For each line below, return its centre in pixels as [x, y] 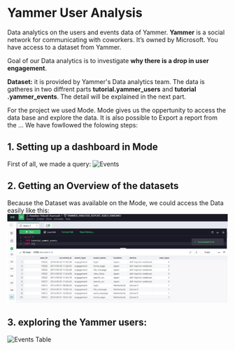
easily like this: [29, 210]
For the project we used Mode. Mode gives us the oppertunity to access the [116, 110]
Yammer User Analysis [75, 13]
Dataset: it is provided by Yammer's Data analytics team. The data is [106, 81]
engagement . [27, 68]
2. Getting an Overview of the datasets [93, 186]
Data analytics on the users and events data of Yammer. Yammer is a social [116, 32]
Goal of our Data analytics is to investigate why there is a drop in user [108, 60]
